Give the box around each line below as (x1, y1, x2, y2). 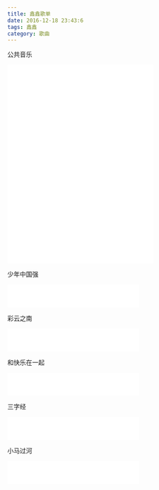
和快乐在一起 (7, 358, 45, 367)
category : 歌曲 (7, 30, 50, 37)
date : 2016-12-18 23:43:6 (7, 17, 83, 24)
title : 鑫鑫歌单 (7, 10, 51, 18)
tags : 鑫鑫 (7, 23, 37, 30)
